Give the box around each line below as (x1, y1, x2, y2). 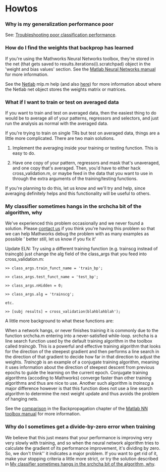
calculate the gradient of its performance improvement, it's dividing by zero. (5, 445, 161, 451)
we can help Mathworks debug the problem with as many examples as (5, 231, 149, 237)
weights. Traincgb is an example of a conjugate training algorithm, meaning (5, 359, 159, 365)
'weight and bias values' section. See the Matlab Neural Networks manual (5, 66, 156, 72)
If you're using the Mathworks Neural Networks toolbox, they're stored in (5, 56, 155, 61)
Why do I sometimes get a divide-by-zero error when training (5, 423, 155, 430)
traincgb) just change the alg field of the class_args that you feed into (5, 251, 147, 257)
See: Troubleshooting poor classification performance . (5, 32, 117, 38)
